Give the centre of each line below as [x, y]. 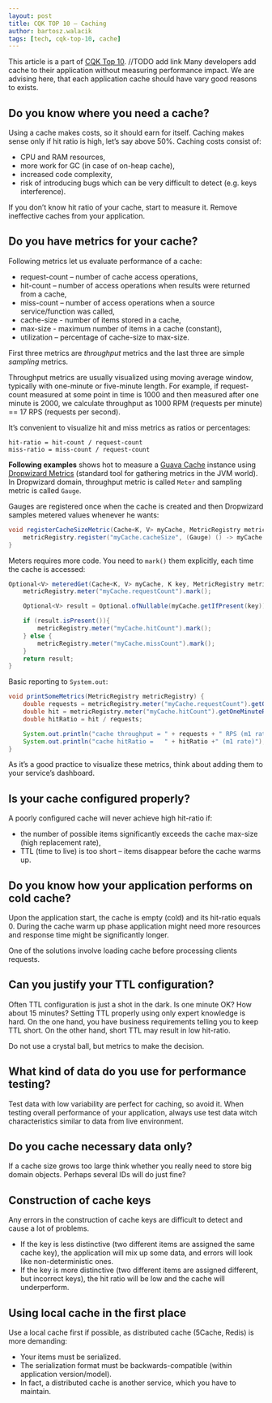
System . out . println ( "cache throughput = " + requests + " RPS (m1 [137, 734]
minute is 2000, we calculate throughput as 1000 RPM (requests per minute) [136, 403]
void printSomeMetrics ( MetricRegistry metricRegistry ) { [106, 697]
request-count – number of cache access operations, [109, 276]
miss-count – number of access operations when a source [117, 302]
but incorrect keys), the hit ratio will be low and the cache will [122, 1279]
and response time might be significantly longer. [89, 935]
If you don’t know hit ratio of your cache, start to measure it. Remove [123, 207]
